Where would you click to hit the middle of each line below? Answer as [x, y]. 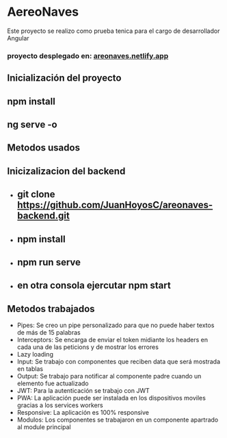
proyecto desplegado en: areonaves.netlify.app [88, 55]
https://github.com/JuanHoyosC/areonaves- [115, 205]
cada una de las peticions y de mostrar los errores [88, 347]
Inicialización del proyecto [64, 78]
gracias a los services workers [60, 405]
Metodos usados [44, 148]
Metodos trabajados [51, 309]
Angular [18, 38]
